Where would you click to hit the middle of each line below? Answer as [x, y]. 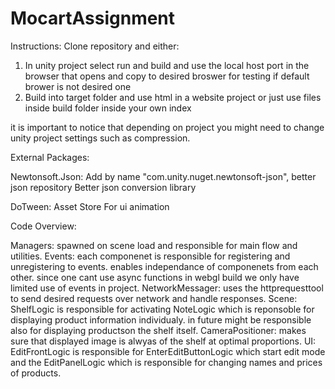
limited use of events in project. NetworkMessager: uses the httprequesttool [167, 288]
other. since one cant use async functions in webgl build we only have [155, 277]
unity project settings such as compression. [100, 138]
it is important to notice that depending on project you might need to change [167, 127]
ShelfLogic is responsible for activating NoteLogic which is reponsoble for [162, 309]
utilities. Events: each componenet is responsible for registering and [150, 256]
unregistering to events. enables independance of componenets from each [164, 266]
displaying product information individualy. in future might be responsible [161, 319]
